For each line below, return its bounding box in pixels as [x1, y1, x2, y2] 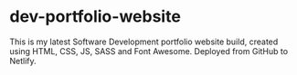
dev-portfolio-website [9, 6, 181, 27]
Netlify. [9, 55, 37, 66]
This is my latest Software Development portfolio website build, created [9, 36, 279, 47]
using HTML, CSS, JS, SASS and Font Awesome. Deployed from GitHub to [9, 45, 289, 56]
